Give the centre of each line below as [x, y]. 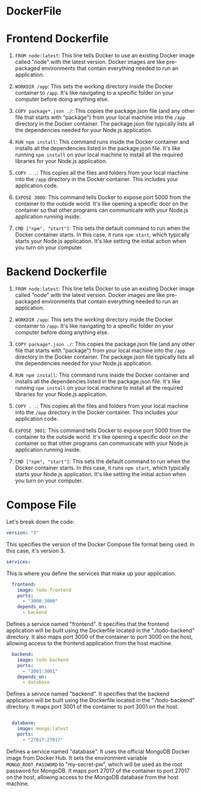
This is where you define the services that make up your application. [91, 573]
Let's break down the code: [40, 522]
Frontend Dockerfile [57, 39]
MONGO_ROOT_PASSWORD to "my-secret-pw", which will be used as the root [94, 764]
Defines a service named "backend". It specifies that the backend [88, 694]
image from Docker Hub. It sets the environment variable [77, 758]
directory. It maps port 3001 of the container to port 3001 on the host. [93, 707]
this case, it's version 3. [36, 551]
